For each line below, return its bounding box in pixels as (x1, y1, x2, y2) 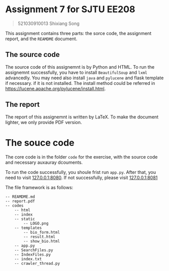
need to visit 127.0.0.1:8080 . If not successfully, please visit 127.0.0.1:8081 (5, 174, 158, 180)
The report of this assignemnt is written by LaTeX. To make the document (5, 113, 159, 120)
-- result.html (23, 234, 56, 239)
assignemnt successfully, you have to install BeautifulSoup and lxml (5, 69, 148, 75)
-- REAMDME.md (5, 194, 36, 199)
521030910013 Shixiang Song (17, 20, 80, 26)
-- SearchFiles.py (14, 248, 53, 253)
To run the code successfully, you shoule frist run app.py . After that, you (5, 169, 156, 175)
